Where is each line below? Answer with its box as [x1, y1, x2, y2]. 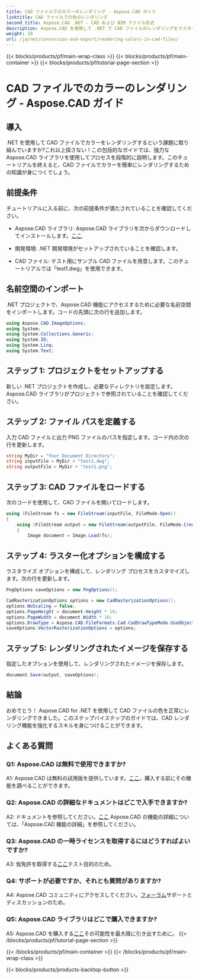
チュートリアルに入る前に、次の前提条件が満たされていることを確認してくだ [6, 205, 192, 212]
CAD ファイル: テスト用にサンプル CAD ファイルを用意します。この [14, 257, 179, 265]
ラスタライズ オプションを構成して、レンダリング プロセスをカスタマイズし [6, 567, 190, 575]
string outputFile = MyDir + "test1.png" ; [6, 464, 113, 470]
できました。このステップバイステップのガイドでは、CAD [31, 714, 173, 721]
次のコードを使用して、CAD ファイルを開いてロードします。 [6, 498, 153, 506]
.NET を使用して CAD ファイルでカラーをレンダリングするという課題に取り [6, 139, 190, 146]
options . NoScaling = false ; [6, 603, 76, 609]
